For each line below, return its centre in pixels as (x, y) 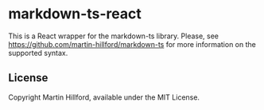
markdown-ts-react (75, 14)
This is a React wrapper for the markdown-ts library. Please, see (114, 36)
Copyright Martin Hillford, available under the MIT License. (104, 97)
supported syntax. (38, 53)
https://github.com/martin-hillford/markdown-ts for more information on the (132, 44)
